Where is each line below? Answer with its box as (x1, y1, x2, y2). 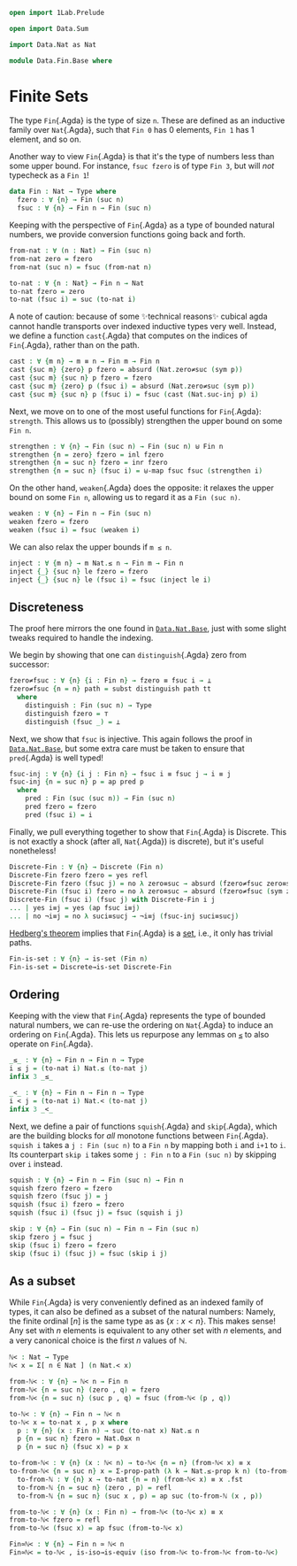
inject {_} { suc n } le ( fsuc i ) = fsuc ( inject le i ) (9, 575, 212, 584)
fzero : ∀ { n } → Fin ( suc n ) (17, 196, 125, 204)
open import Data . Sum (9, 24, 89, 33)
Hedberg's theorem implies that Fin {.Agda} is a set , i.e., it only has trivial (9, 928, 274, 938)
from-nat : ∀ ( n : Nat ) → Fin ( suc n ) (9, 246, 152, 256)
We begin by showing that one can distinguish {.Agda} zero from (9, 650, 247, 660)
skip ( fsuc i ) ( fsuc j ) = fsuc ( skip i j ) (9, 1249, 168, 1258)
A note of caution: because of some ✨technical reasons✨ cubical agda (9, 311, 268, 322)
